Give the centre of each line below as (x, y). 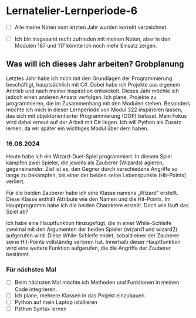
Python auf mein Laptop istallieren (56, 302)
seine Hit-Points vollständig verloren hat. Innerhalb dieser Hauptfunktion (93, 242)
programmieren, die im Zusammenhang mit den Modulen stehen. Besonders (98, 103)
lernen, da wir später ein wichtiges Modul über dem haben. (77, 128)
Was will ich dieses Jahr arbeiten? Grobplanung (95, 64)
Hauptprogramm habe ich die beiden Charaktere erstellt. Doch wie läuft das (97, 206)
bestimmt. (18, 254)
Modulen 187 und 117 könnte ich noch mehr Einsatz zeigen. (86, 46)
